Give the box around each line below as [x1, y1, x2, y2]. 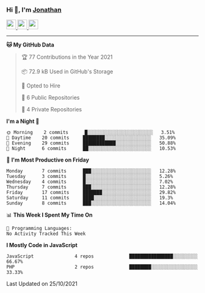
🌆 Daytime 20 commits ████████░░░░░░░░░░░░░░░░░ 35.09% [6, 135, 176, 141]
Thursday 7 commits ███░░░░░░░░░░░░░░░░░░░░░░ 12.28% [6, 184, 176, 190]
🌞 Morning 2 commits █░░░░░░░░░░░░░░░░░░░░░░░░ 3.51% [6, 130, 175, 136]
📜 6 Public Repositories [21, 94, 80, 102]
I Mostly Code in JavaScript [6, 242, 78, 249]
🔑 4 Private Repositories [21, 106, 82, 113]
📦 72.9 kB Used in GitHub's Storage [21, 68, 113, 75]
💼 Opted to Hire [21, 82, 61, 89]
